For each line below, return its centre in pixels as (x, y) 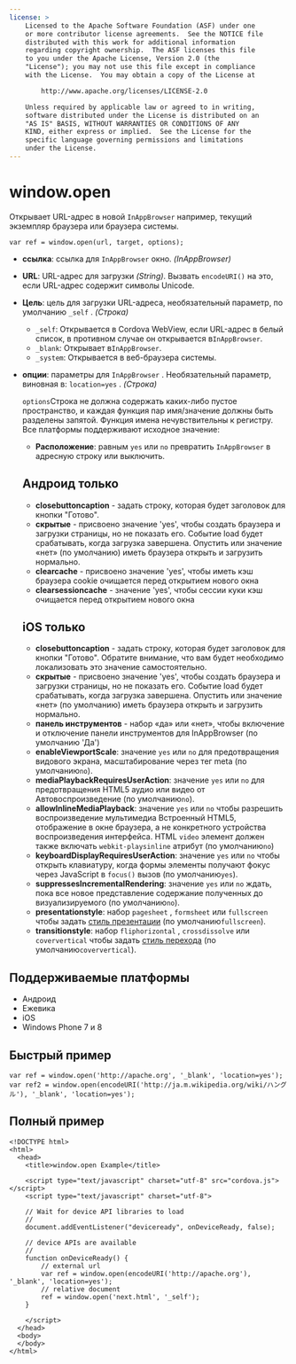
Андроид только (70, 484)
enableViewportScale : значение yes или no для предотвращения (157, 752)
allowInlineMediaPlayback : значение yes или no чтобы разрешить (159, 808)
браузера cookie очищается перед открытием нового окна (147, 581)
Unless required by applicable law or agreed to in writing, (140, 107)
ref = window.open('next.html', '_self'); (121, 1297)
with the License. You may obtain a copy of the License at (140, 75)
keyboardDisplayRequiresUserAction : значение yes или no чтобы (158, 855)
